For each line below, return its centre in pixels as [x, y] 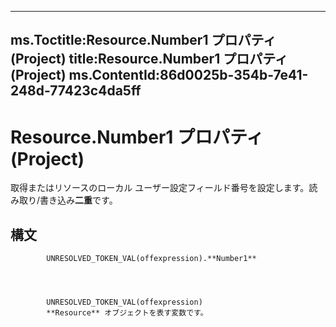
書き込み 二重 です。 [78, 200]
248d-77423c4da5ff [76, 91]
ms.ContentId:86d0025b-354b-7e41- [188, 75]
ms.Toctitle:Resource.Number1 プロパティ [143, 40]
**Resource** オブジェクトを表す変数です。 [127, 313]
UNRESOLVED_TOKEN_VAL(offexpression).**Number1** [151, 259]
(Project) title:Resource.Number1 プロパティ [149, 59]
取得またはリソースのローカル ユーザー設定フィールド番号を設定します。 [160, 188]
